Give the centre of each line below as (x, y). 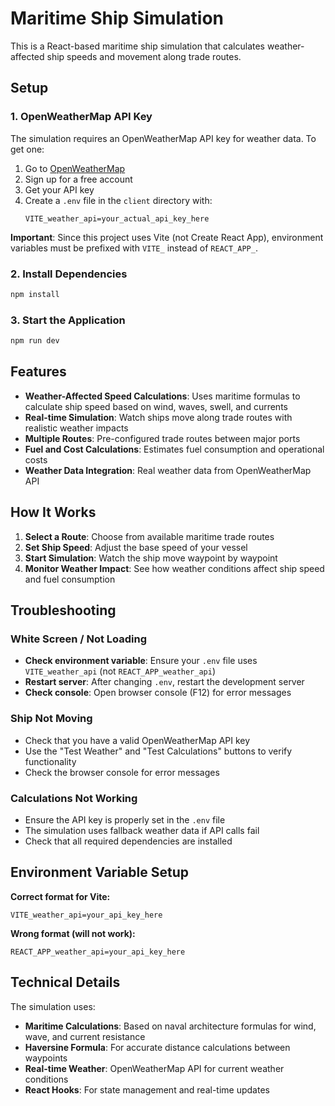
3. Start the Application (68, 320)
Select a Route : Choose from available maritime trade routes (149, 536)
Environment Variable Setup (99, 872)
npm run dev (35, 341)
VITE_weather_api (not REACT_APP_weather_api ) (120, 671)
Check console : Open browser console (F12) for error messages (158, 693)
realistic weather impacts (76, 428)
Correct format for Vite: (60, 896)
